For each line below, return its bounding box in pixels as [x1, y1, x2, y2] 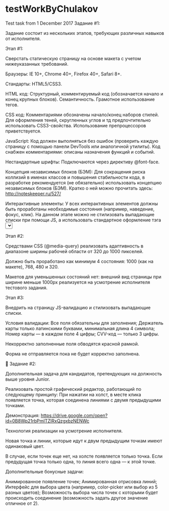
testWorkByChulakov [5, 3, 98, 15]
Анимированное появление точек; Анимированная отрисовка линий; [5, 478, 157, 484]
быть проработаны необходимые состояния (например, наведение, [5, 206, 155, 212]
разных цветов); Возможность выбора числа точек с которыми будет [5, 489, 158, 496]
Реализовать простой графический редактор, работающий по [5, 386, 142, 392]
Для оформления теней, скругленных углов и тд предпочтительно [5, 117, 151, 123]
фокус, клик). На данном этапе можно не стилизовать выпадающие [5, 211, 155, 217]
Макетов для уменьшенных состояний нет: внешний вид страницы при [5, 273, 161, 280]
